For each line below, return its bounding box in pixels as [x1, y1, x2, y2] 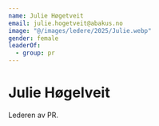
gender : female [8, 34, 59, 43]
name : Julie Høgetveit [8, 11, 84, 20]
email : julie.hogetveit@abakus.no [8, 19, 124, 27]
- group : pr [15, 49, 56, 57]
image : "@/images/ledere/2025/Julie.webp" [8, 26, 152, 35]
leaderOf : [8, 42, 42, 50]
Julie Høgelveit [8, 83, 110, 102]
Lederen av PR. [8, 110, 58, 120]
